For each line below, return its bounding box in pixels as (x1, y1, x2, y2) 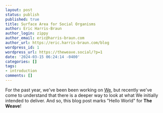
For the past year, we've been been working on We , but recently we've (5, 87, 152, 93)
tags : (5, 64, 17, 69)
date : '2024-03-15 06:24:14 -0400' (5, 54, 80, 60)
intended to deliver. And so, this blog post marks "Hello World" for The (5, 97, 152, 103)
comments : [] (5, 73, 33, 78)
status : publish (5, 12, 39, 17)
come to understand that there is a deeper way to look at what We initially (5, 92, 158, 98)
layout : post (5, 7, 33, 13)
